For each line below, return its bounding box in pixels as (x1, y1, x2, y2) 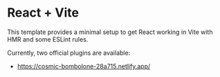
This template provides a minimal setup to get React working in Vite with (7, 28, 213, 36)
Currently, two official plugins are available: (7, 49, 131, 57)
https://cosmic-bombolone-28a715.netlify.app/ (17, 62, 151, 70)
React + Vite (7, 5, 80, 21)
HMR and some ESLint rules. (7, 35, 89, 43)
